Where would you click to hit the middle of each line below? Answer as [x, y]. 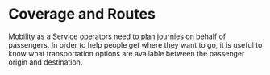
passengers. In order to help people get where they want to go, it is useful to [135, 44]
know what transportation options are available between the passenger [127, 53]
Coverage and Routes [82, 14]
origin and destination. [46, 62]
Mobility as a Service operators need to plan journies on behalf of [117, 36]
